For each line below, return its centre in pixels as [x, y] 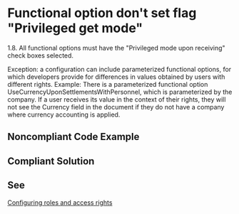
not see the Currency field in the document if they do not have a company [116, 107]
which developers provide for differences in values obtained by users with [116, 77]
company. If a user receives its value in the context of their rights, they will [117, 99]
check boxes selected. [40, 55]
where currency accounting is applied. [64, 114]
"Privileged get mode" [75, 28]
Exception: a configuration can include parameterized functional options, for [119, 69]
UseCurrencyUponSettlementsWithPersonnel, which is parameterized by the [120, 92]
